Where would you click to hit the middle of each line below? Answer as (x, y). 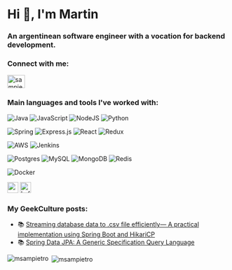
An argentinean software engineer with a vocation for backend (116, 36)
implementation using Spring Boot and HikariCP (86, 234)
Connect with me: (38, 64)
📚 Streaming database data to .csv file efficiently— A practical (108, 224)
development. (32, 45)
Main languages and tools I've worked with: (83, 103)
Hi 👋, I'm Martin (53, 14)
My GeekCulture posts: (48, 208)
